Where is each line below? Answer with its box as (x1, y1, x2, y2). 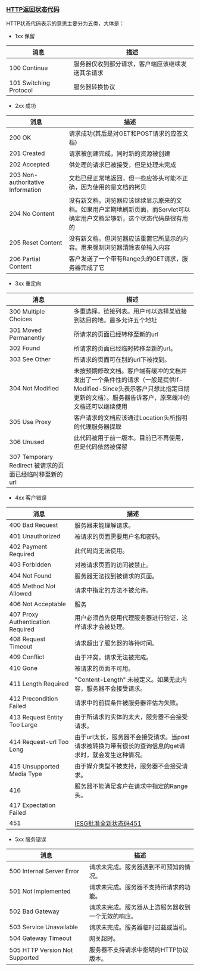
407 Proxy (9, 610, 39, 619)
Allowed (9, 590, 32, 598)
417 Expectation (9, 801, 56, 809)
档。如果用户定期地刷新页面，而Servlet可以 (68, 206, 190, 214)
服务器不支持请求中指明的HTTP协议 (89, 946, 189, 954)
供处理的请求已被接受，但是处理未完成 (68, 161, 177, 169)
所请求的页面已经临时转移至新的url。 (73, 345, 177, 353)
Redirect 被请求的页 (9, 461, 64, 470)
